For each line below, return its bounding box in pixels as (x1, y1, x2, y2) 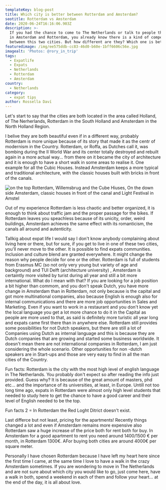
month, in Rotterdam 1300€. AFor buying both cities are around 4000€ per (5, 438, 157, 444)
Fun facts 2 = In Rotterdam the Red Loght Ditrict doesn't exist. (5, 407, 131, 414)
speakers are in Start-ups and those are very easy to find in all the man (5, 351, 150, 357)
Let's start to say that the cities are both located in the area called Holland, (5, 113, 157, 119)
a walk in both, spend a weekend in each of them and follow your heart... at (5, 474, 159, 480)
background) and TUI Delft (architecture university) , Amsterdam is (5, 267, 141, 273)
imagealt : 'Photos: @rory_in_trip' (5, 49, 79, 54)
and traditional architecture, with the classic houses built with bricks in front (5, 170, 160, 176)
